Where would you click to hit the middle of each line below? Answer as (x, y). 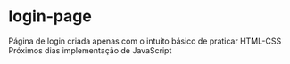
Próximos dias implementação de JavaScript (90, 50)
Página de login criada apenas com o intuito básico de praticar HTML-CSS (145, 41)
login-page (50, 16)
